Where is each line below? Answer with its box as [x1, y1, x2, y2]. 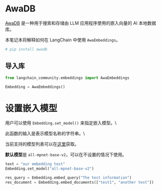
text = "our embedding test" [5, 162, 65, 167]
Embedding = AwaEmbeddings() [5, 84, 65, 90]
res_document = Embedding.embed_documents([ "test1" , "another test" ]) [5, 180, 154, 185]
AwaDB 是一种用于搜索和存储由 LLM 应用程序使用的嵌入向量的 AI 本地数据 [5, 20, 156, 26]
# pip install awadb [5, 47, 48, 52]
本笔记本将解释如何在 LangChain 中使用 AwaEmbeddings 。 [5, 37, 120, 43]
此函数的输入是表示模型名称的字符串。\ [5, 130, 85, 137]
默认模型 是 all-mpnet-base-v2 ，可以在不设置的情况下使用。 [5, 152, 127, 158]
